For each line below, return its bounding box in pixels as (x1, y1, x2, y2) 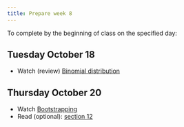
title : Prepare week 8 (7, 10, 72, 17)
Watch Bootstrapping (17, 105, 78, 113)
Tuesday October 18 (7, 49, 95, 60)
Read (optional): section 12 (17, 113, 93, 121)
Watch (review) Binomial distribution (17, 67, 121, 76)
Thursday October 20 (7, 86, 102, 98)
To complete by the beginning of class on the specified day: (7, 29, 178, 37)
